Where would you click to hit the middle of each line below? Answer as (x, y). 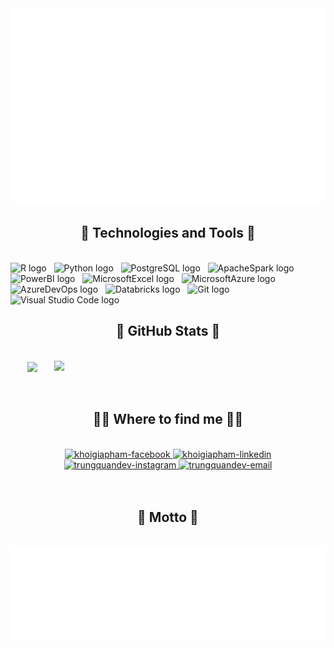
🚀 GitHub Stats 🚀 (168, 331)
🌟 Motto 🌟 (168, 517)
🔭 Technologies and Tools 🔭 (168, 233)
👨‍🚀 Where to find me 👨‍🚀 (168, 419)
